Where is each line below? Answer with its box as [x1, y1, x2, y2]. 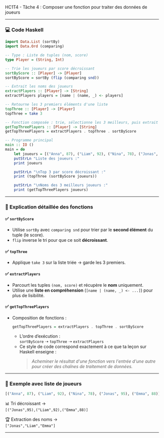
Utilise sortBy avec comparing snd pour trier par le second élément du [12, 227, 153, 233]
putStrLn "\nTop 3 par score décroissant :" [14, 169, 106, 174]
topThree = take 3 [5, 111, 42, 116]
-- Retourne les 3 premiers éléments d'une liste [5, 102, 108, 107]
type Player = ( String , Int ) [5, 57, 64, 62]
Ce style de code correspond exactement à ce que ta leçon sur [19, 344, 147, 349]
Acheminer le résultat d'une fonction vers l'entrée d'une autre [31, 358, 156, 364]
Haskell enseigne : [19, 348, 57, 354]
